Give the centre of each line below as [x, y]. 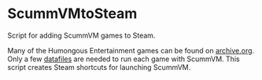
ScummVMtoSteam [72, 14]
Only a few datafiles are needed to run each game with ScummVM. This [124, 59]
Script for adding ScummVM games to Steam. [81, 35]
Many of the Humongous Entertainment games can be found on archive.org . [131, 50]
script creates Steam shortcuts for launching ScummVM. [99, 67]
